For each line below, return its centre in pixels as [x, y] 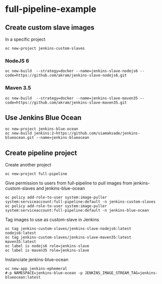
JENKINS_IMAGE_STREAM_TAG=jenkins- [121, 273]
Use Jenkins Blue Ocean [43, 117]
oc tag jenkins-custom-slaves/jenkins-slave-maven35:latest [68, 237]
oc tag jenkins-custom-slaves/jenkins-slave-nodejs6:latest [68, 229]
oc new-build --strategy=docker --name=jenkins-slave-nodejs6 [72, 71]
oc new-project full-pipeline [36, 174]
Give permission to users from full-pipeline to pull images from [69, 183]
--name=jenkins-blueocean [63, 138]
